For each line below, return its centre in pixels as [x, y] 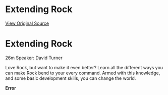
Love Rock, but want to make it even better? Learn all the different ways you [84, 67]
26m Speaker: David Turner [34, 58]
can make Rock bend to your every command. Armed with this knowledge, [83, 73]
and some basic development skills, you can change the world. [71, 78]
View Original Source [27, 23]
